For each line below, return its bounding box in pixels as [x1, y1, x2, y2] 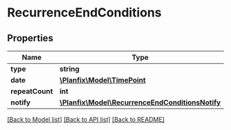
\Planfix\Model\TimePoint [59, 76, 146, 85]
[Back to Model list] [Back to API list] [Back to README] [7, 116, 165, 123]
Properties [7, 32, 54, 44]
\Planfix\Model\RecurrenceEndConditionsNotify [59, 98, 221, 107]
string [59, 64, 80, 74]
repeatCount [10, 87, 54, 96]
